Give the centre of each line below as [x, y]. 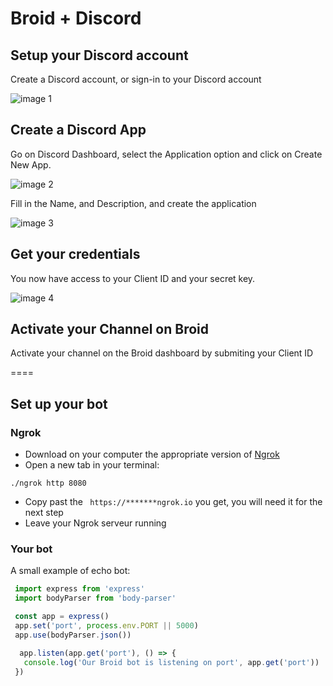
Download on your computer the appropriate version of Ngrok [152, 454]
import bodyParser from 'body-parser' [95, 598]
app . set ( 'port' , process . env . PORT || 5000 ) [106, 626]
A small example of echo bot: [70, 571]
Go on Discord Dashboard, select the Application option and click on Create [166, 154]
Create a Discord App [78, 130]
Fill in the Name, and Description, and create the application [133, 203]
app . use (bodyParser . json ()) [73, 635]
